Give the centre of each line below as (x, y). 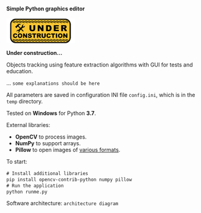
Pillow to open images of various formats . (68, 150)
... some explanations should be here (53, 83)
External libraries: (28, 125)
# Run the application (35, 186)
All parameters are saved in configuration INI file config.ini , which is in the (101, 95)
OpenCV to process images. (51, 137)
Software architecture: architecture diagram (62, 203)
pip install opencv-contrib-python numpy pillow (69, 180)
